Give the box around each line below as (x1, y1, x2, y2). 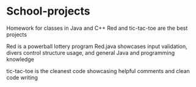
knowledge (6, 55, 35, 63)
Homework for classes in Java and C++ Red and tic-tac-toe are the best (6, 24, 188, 32)
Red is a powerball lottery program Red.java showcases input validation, (6, 43, 187, 50)
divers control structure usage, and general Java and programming (6, 49, 175, 56)
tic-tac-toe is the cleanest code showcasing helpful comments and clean (6, 67, 191, 74)
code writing (6, 74, 38, 81)
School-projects (6, 4, 90, 18)
